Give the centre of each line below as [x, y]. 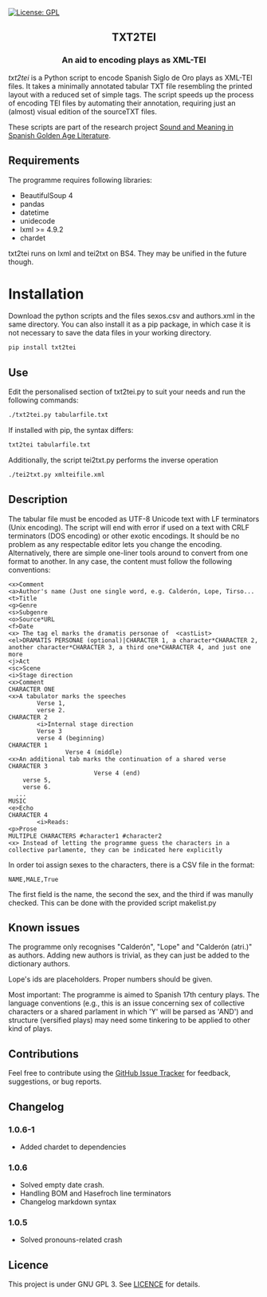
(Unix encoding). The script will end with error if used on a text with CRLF [129, 527]
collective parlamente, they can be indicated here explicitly [116, 850]
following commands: [43, 400]
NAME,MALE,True [33, 879]
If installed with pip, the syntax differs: [71, 430]
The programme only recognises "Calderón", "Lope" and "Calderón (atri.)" [130, 947]
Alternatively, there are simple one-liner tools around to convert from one [128, 553]
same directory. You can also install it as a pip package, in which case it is [130, 324]
